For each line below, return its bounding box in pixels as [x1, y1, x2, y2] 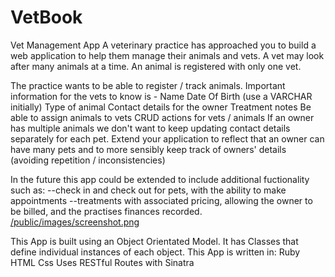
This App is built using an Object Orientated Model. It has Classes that [10, 235, 299, 247]
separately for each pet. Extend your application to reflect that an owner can [10, 132, 325, 145]
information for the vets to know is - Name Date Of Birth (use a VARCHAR [10, 90, 313, 102]
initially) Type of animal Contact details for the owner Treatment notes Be [10, 101, 312, 113]
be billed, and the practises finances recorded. [10, 205, 203, 217]
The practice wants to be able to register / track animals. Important [10, 79, 286, 91]
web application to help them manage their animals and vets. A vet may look [10, 49, 325, 61]
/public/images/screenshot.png [10, 216, 140, 228]
